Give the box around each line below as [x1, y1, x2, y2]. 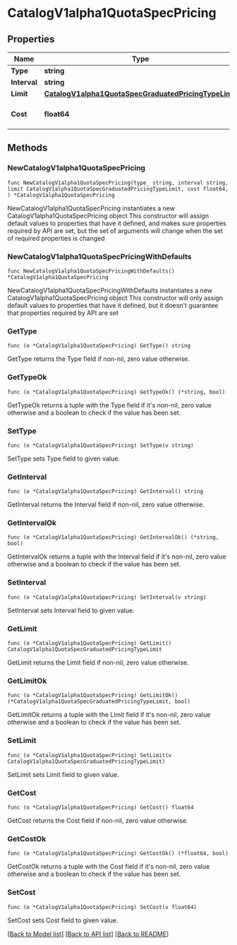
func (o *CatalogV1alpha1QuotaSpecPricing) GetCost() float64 [7, 804, 194, 811]
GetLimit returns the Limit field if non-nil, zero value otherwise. [7, 658, 189, 667]
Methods [7, 142, 48, 154]
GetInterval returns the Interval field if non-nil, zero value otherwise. [7, 500, 205, 509]
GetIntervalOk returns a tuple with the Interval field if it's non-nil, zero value [7, 552, 226, 561]
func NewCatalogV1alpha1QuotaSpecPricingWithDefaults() [7, 267, 175, 275]
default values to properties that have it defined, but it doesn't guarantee [7, 301, 219, 309]
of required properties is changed [7, 234, 105, 242]
